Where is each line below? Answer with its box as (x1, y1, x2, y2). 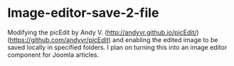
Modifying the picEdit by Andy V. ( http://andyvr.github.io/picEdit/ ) (7, 28, 199, 37)
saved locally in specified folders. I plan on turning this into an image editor (7, 43, 228, 51)
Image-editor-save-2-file (7, 5, 159, 21)
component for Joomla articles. (7, 51, 100, 59)
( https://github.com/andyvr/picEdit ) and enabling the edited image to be (7, 35, 218, 44)
